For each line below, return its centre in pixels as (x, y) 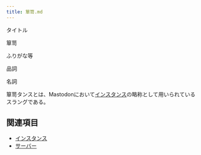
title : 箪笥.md (25, 12)
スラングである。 (28, 102)
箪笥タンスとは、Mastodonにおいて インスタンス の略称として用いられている (101, 94)
